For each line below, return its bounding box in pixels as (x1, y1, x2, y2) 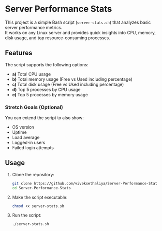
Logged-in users (12, 139, 45, 146)
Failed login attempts (12, 145, 54, 151)
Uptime (12, 129, 27, 135)
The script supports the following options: (5, 62, 88, 67)
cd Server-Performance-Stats (12, 185, 71, 190)
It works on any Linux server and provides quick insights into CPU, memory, (5, 30, 156, 35)
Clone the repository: (12, 171, 55, 177)
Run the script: (12, 212, 42, 218)
